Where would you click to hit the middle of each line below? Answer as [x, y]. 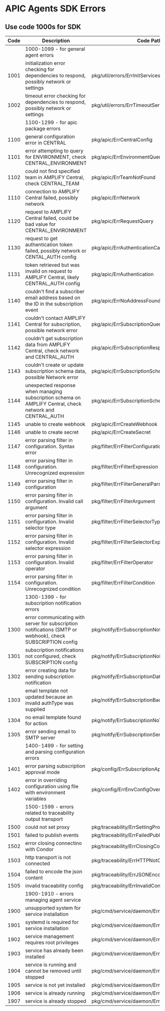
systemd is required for [52, 922]
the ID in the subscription [54, 304]
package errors [43, 129]
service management [50, 936]
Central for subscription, [53, 324]
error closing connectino [54, 843]
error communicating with [55, 617]
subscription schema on [53, 398]
